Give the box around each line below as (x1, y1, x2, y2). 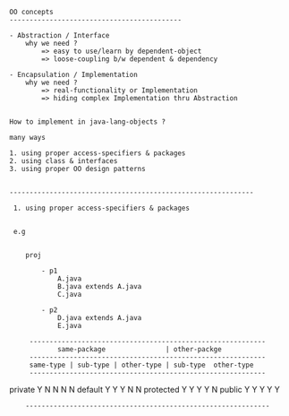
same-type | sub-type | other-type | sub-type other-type (29, 360, 254, 369)
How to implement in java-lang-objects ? (9, 117, 166, 126)
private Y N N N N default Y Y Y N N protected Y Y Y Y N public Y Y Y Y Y (9, 385, 280, 394)
